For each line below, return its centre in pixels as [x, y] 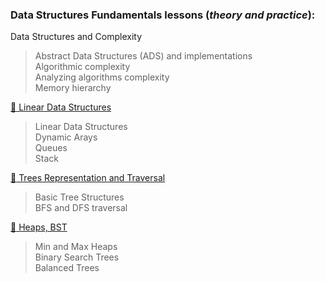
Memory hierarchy [73, 88]
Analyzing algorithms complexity [102, 77]
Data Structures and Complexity [76, 37]
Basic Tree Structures [79, 197]
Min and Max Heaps [76, 247]
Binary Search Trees [77, 257]
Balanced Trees [67, 268]
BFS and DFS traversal [81, 208]
